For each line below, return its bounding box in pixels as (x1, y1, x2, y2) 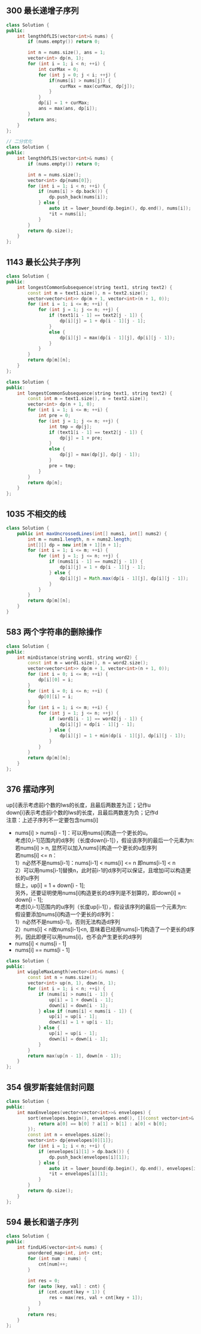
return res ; (28, 1311, 58, 1317)
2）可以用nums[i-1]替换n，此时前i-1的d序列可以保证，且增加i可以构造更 (14, 867, 191, 874)
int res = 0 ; (28, 1278, 60, 1284)
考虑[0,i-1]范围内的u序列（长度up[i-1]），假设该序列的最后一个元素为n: (14, 903, 187, 910)
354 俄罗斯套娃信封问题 (6, 1082, 95, 1092)
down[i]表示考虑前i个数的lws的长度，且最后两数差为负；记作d (6, 808, 159, 816)
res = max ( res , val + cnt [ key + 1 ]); (48, 1295, 144, 1301)
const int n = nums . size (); (28, 975, 98, 981)
